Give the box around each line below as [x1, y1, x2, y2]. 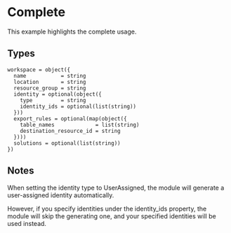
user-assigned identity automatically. [7, 190, 114, 199]
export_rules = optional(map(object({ [13, 115, 128, 122]
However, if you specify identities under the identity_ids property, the [7, 204, 207, 213]
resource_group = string [13, 85, 86, 92]
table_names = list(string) [20, 121, 140, 128]
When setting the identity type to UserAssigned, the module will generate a [7, 183, 225, 192]
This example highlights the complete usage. [7, 27, 137, 36]
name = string [13, 72, 86, 79]
